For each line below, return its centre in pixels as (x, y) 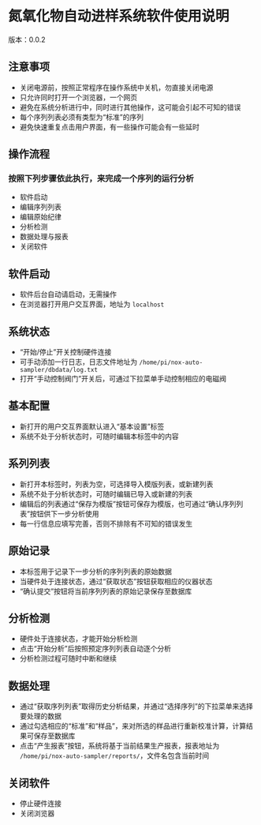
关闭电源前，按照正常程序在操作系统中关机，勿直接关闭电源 (116, 87)
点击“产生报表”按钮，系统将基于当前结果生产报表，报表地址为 (119, 746)
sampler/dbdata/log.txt (59, 370)
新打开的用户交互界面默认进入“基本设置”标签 (92, 426)
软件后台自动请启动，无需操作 (68, 294)
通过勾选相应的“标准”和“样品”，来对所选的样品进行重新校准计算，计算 (133, 726)
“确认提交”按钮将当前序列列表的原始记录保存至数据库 (106, 591)
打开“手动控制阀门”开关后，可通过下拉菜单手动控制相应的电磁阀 (123, 379)
